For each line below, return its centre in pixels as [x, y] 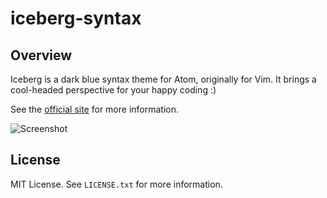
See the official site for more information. [95, 109]
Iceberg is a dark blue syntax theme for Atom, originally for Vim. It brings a [163, 79]
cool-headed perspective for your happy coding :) [113, 90]
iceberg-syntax [76, 18]
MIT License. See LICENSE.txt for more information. [116, 184]
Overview [41, 55]
